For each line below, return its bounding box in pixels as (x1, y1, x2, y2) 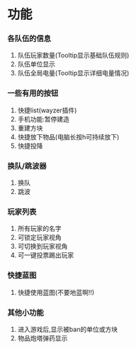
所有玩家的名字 (17, 225, 62, 233)
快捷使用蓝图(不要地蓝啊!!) (17, 288, 95, 296)
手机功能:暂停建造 (17, 114, 69, 123)
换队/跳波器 (7, 161, 47, 171)
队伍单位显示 (17, 60, 55, 68)
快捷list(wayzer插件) (17, 106, 77, 114)
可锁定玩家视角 (17, 233, 62, 242)
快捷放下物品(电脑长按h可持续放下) (17, 132, 120, 141)
